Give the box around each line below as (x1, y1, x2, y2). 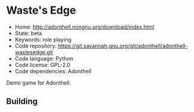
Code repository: (14, 42, 57, 49)
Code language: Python (14, 55, 74, 62)
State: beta (14, 29, 43, 36)
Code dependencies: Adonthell (14, 67, 92, 74)
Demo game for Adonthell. (6, 79, 71, 86)
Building (6, 97, 38, 107)
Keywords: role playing (14, 36, 72, 43)
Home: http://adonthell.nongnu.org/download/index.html (14, 23, 154, 30)
